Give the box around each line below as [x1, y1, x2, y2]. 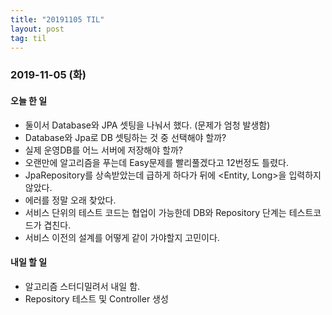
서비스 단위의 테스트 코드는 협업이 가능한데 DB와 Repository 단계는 [24, 206, 287, 218]
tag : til [10, 33, 47, 43]
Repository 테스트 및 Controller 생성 [24, 292, 169, 305]
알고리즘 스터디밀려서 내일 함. [24, 280, 141, 292]
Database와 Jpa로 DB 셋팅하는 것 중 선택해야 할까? [24, 131, 227, 143]
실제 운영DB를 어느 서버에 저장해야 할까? [24, 144, 183, 156]
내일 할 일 [10, 256, 48, 268]
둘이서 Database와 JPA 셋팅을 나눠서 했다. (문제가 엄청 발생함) [24, 119, 271, 131]
